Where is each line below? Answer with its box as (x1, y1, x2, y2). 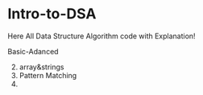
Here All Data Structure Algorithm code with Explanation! (7, 31, 196, 41)
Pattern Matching (19, 70, 77, 80)
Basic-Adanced (7, 46, 59, 56)
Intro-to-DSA (7, 5, 97, 23)
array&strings (19, 61, 64, 72)
